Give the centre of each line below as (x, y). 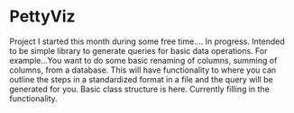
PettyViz (42, 17)
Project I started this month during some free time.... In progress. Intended (147, 41)
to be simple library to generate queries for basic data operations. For (138, 50)
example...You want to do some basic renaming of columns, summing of (143, 60)
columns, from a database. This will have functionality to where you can (143, 70)
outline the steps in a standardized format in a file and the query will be (141, 79)
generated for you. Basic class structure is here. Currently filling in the (140, 89)
